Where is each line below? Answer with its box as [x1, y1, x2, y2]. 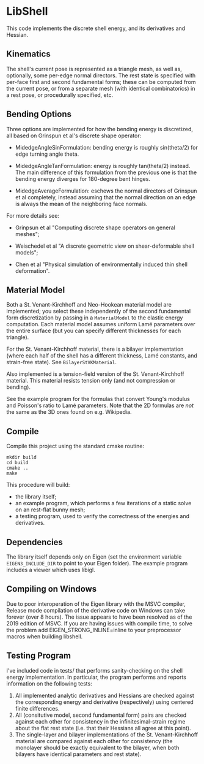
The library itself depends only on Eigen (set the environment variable [6, 553, 182, 560]
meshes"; [15, 230, 40, 237]
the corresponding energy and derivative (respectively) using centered [15, 698, 194, 706]
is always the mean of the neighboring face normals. [15, 200, 148, 207]
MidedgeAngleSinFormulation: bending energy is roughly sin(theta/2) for [15, 143, 199, 151]
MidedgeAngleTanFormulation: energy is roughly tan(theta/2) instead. [15, 162, 191, 169]
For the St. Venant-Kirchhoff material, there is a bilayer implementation [6, 345, 184, 353]
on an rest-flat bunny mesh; [15, 506, 86, 513]
